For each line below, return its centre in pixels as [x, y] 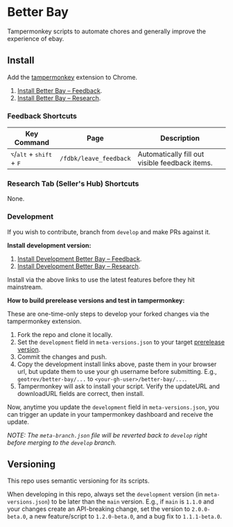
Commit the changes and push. [62, 356]
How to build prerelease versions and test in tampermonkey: [96, 300]
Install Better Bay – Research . [59, 98]
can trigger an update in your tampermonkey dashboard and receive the [110, 414]
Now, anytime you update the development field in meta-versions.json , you [113, 407]
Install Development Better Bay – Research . [79, 266]
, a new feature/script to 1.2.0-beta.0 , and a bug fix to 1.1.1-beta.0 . [123, 517]
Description [180, 138]
